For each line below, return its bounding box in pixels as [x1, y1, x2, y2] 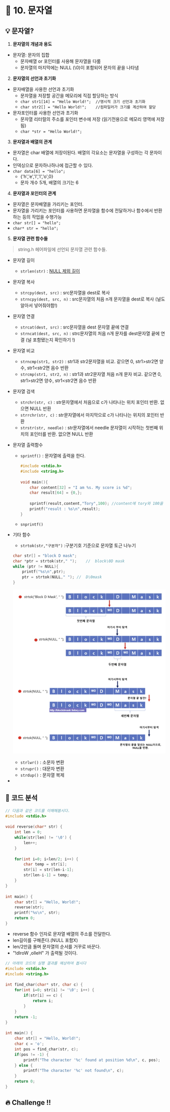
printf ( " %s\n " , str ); [14, 910, 60, 915]
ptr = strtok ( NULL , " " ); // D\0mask [22, 575, 102, 580]
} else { [14, 1063, 33, 1068]
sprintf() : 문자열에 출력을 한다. [20, 453, 86, 458]
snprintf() [20, 522, 44, 527]
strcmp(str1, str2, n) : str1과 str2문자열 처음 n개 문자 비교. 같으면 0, [20, 371, 162, 377]
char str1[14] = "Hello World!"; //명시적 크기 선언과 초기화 [20, 99, 146, 104]
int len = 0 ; [14, 830, 42, 835]
